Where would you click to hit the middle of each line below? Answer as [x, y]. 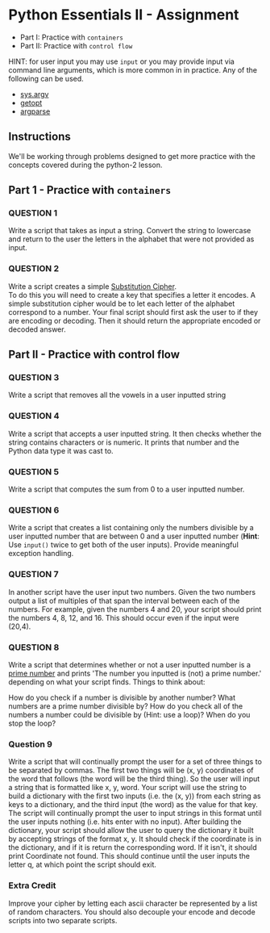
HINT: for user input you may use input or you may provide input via [122, 61]
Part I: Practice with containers [71, 37]
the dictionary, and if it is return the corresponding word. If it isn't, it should [133, 847]
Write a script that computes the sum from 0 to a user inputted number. [127, 489]
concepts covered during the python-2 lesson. [85, 165]
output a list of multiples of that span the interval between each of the [124, 600]
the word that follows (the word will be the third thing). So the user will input [134, 779]
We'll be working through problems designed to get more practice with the [132, 156]
